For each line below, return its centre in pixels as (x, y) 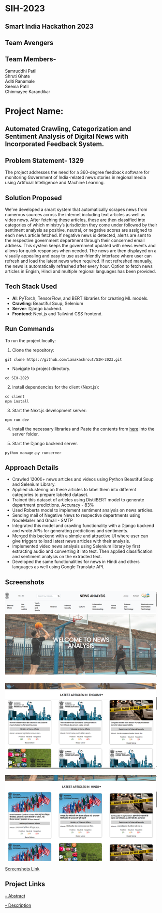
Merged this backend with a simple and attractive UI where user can (80, 536)
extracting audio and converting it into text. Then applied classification (82, 551)
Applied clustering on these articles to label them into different (74, 490)
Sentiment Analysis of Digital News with (67, 136)
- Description (18, 905)
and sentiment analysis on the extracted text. (57, 557)
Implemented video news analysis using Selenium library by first (76, 546)
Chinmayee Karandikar (28, 91)
